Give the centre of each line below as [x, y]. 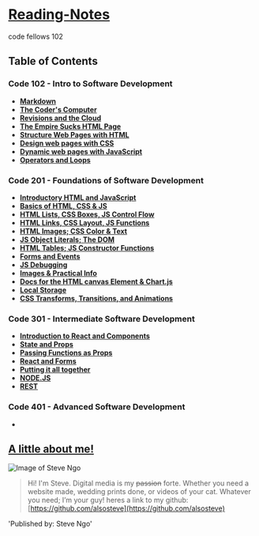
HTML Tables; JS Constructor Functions [87, 247]
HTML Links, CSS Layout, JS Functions [84, 222]
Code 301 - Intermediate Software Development [101, 319]
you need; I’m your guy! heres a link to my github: [108, 500]
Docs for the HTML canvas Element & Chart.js [96, 281]
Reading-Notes [59, 15]
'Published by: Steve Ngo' [50, 524]
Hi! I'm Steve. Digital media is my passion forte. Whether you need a [138, 483]
